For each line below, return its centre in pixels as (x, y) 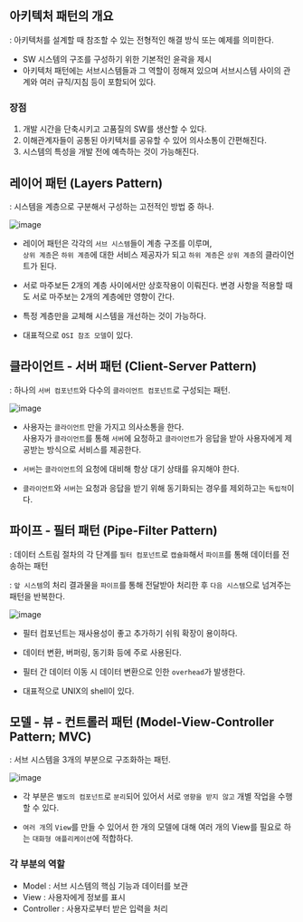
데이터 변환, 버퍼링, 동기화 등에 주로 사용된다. (102, 652)
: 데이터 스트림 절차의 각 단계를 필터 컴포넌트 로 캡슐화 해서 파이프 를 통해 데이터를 (145, 554)
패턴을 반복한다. (38, 596)
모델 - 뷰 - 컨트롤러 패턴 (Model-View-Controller (142, 722)
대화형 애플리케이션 (62, 840)
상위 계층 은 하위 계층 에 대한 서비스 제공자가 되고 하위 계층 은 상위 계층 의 (143, 254)
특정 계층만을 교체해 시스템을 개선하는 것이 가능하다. (114, 315)
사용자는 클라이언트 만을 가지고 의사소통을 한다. (103, 427)
